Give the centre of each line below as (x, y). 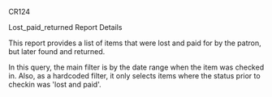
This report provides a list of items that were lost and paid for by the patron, (135, 43)
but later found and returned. (57, 51)
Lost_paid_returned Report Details (65, 27)
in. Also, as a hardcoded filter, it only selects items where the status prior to (135, 76)
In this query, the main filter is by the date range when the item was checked (136, 67)
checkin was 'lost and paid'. (55, 84)
